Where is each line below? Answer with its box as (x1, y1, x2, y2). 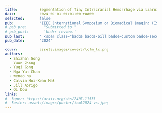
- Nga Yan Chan (9, 69, 40, 75)
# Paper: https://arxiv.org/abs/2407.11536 (5, 96, 96, 101)
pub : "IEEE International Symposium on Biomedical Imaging (5, 20, 150, 25)
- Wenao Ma (9, 74, 31, 79)
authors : (5, 51, 23, 56)
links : (5, 92, 18, 97)
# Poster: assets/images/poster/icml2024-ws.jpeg (5, 100, 109, 106)
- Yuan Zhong (9, 61, 36, 65)
